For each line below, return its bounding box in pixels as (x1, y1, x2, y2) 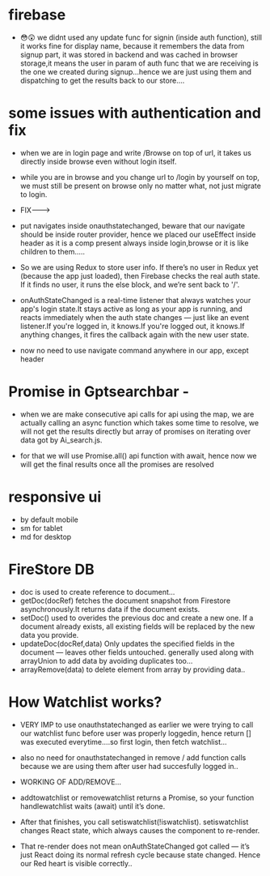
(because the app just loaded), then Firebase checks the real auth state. (19, 271, 260, 280)
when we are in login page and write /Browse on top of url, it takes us (19, 147, 252, 157)
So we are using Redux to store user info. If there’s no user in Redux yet (19, 262, 259, 272)
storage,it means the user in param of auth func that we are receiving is (19, 58, 259, 68)
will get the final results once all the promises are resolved (19, 459, 214, 469)
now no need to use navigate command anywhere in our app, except (19, 345, 249, 355)
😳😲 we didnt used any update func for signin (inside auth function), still (19, 32, 263, 42)
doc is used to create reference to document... (19, 587, 175, 596)
